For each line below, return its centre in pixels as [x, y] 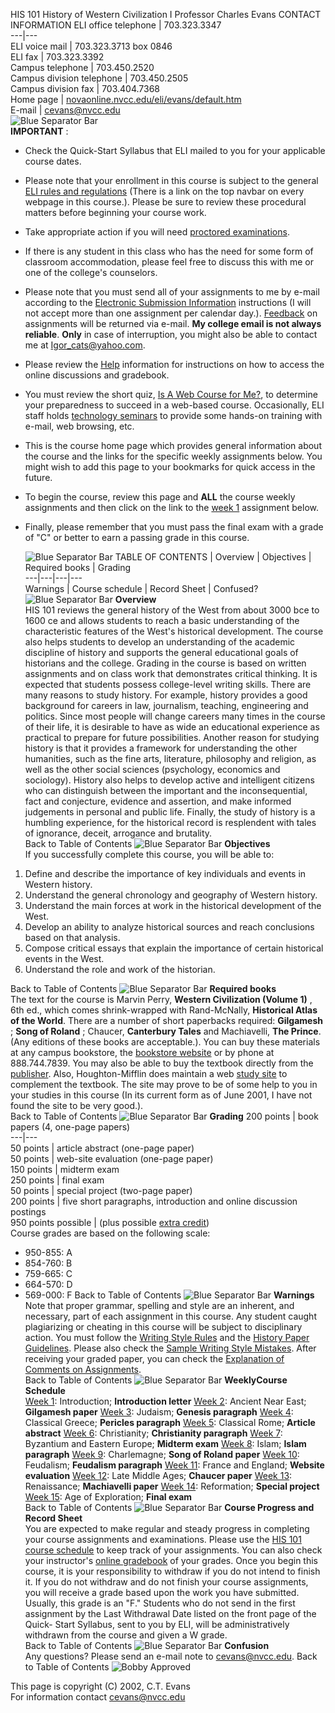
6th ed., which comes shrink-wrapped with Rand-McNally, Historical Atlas [164, 1010]
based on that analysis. [72, 937]
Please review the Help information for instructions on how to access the [174, 364]
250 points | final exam [57, 1180]
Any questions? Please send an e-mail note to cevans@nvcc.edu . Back [171, 1656]
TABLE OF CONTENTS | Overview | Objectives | [213, 557]
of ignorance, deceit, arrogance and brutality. [118, 833]
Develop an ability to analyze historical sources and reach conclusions [169, 927]
